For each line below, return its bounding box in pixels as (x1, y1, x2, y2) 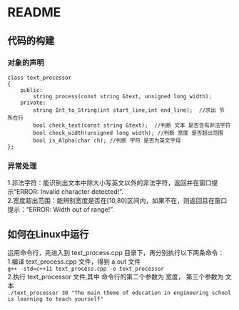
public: (20, 86, 43, 93)
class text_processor (7, 74, 72, 81)
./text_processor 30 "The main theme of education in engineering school (7, 289, 232, 296)
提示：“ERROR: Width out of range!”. (7, 205, 114, 214)
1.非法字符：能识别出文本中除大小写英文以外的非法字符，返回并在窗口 (7, 179, 212, 187)
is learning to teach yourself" (7, 295, 103, 303)
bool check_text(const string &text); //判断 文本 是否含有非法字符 (33, 122, 231, 129)
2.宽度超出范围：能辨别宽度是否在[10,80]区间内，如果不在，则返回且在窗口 (7, 197, 228, 205)
